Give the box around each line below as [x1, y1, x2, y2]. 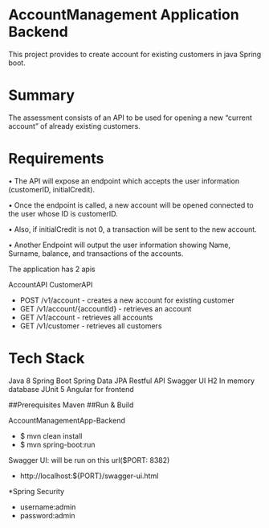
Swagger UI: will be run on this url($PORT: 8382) [8, 455, 170, 464]
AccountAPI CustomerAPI [8, 279, 93, 289]
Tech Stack [8, 349, 85, 367]
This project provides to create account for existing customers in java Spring [8, 49, 262, 59]
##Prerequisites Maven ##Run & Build [8, 400, 134, 410]
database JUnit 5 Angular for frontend [8, 384, 134, 394]
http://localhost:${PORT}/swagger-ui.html [19, 471, 159, 481]
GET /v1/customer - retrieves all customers [19, 320, 162, 331]
